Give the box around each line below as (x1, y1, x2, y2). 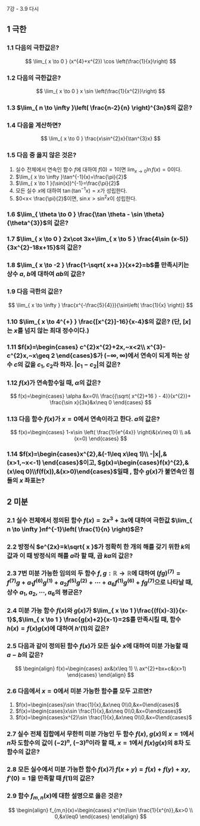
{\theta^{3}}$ (7, 218, 47, 227)
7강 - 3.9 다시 (7, 5, 39, 12)
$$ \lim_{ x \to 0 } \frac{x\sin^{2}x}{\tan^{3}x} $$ (40, 135, 161, 142)
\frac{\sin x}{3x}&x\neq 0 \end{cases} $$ (49, 399, 152, 406)
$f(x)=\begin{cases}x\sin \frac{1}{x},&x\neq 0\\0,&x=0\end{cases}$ (15, 707, 182, 714)
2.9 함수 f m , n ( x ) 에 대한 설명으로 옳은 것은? (7, 792, 123, 801)
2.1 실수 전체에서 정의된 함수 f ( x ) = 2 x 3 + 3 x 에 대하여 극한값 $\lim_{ (7, 515, 193, 525)
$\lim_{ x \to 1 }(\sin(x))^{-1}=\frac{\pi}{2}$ (15, 180, 120, 187)
